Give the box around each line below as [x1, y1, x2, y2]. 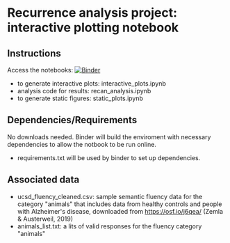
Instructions [7, 47, 61, 59]
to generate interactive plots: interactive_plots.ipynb [17, 79, 167, 88]
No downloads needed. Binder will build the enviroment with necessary [7, 132, 211, 141]
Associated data [7, 174, 80, 186]
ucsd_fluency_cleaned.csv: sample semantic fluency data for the [17, 192, 203, 201]
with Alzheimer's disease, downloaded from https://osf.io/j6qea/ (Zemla [17, 207, 224, 215]
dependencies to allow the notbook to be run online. [7, 140, 156, 148]
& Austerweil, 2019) [17, 214, 74, 223]
